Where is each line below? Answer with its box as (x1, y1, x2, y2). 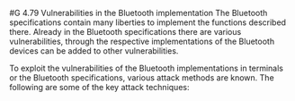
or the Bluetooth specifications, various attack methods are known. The (9, 72, 274, 83)
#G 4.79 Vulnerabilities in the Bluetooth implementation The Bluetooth (9, 8, 268, 18)
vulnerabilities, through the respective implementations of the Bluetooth (9, 36, 275, 46)
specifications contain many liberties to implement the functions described (9, 17, 286, 28)
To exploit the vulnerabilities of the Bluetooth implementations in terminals (9, 63, 283, 73)
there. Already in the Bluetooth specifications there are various (9, 27, 242, 37)
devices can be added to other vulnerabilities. (9, 46, 179, 56)
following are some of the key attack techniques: (9, 82, 190, 92)
